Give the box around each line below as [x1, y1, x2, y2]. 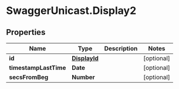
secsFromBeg [9, 73, 49, 81]
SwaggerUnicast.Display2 [6, 4, 137, 17]
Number [71, 73, 95, 81]
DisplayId [71, 54, 99, 62]
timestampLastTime [9, 64, 66, 72]
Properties [6, 27, 46, 37]
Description [104, 45, 138, 52]
